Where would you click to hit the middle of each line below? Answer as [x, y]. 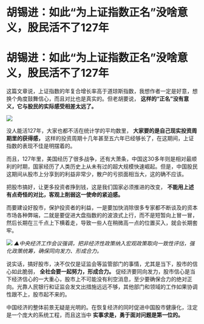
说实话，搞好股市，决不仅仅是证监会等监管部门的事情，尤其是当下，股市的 [99, 264]
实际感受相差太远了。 [70, 107]
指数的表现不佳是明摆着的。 [41, 146]
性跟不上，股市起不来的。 [38, 294]
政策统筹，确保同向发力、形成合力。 [56, 251]
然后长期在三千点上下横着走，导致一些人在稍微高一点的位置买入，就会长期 [99, 223]
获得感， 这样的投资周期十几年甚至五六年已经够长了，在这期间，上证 [108, 138]
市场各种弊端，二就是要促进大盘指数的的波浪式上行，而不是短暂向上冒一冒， [102, 215]
